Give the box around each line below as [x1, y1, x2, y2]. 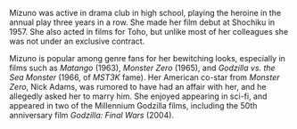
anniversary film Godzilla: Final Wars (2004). [9, 110, 175, 120]
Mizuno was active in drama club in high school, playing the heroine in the [9, 8, 282, 18]
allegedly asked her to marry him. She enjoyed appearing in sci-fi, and [9, 91, 268, 101]
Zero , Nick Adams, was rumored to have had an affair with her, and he [9, 82, 267, 92]
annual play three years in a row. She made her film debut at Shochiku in [9, 17, 276, 28]
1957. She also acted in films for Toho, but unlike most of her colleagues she [9, 27, 289, 36]
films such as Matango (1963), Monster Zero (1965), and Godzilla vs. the [9, 62, 276, 73]
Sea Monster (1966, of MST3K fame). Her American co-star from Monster [9, 72, 280, 83]
